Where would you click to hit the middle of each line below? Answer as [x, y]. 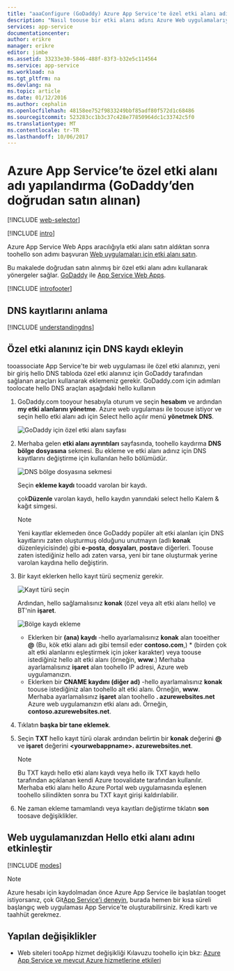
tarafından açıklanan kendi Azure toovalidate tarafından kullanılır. [110, 780]
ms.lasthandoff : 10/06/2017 [48, 136]
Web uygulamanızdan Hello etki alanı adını [101, 838]
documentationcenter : [39, 33]
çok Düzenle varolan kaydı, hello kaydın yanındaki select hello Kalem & [118, 498]
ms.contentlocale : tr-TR [43, 130]
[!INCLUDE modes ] [34, 865]
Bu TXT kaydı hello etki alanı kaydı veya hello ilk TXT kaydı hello [109, 773]
